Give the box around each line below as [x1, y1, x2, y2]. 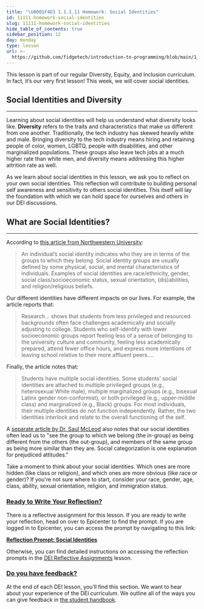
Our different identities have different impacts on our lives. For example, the [6, 294, 195, 302]
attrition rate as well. [6, 162, 58, 169]
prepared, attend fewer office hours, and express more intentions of [21, 345, 191, 352]
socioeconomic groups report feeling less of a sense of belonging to [21, 332, 193, 339]
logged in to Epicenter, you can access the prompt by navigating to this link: [6, 524, 196, 531]
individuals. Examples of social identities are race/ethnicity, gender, [21, 270, 190, 277]
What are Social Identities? [6, 217, 110, 227]
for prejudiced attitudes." [6, 451, 69, 458]
